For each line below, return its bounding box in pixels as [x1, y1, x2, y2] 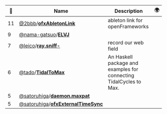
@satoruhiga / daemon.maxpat [19, 93, 90, 99]
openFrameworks [107, 23, 149, 30]
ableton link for [107, 17, 143, 24]
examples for [107, 66, 138, 72]
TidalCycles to [107, 78, 142, 85]
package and [107, 59, 138, 66]
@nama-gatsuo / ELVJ [19, 31, 70, 38]
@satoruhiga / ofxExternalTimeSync [19, 101, 103, 107]
